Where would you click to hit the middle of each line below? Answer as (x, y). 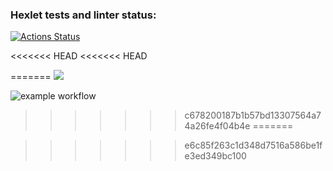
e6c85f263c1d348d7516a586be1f (253, 145)
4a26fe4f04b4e (217, 126)
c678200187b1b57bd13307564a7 (253, 115)
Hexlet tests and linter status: (83, 15)
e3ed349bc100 (215, 156)
